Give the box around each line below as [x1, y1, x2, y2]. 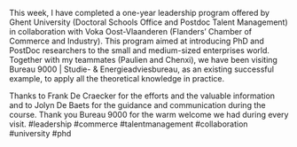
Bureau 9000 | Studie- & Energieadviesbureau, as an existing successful [9, 64, 275, 74]
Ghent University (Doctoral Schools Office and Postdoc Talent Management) [9, 17, 288, 27]
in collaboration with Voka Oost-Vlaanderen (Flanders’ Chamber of [9, 27, 253, 36]
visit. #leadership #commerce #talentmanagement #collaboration [9, 119, 248, 129]
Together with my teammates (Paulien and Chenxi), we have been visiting [9, 55, 277, 65]
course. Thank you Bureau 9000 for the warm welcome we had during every [9, 110, 289, 120]
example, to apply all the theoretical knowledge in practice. [9, 73, 225, 83]
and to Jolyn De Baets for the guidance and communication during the [9, 100, 266, 110]
